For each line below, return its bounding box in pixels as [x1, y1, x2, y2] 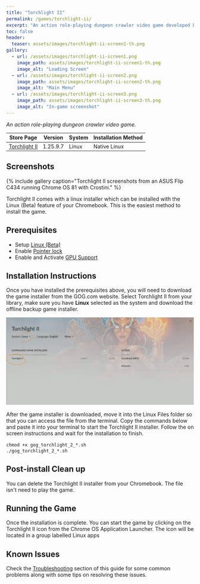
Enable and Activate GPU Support [14, 254, 98, 261]
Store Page [9, 134, 37, 141]
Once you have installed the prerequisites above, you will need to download [6, 286, 192, 294]
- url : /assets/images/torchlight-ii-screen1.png [11, 54, 137, 60]
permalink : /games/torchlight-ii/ [6, 15, 92, 22]
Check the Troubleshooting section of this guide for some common [6, 565, 171, 572]
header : [6, 35, 26, 41]
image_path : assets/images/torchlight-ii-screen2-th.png [17, 79, 161, 85]
